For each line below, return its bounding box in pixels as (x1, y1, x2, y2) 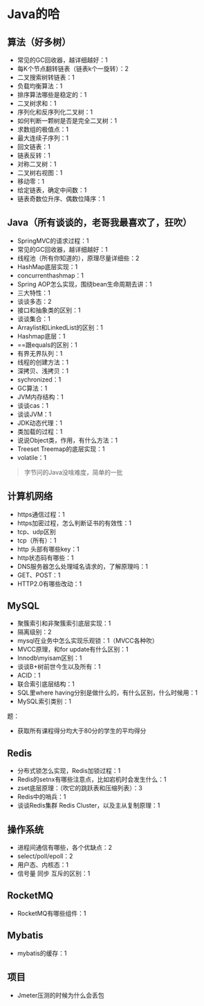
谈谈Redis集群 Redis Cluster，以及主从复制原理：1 (17, 801, 160, 810)
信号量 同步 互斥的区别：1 (17, 869, 91, 878)
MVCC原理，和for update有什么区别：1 (17, 645, 129, 654)
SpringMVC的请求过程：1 (17, 237, 89, 245)
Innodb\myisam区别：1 (17, 654, 82, 663)
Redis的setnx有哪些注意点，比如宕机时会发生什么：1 (17, 775, 167, 784)
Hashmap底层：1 (17, 332, 66, 340)
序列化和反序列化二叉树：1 (17, 108, 93, 116)
